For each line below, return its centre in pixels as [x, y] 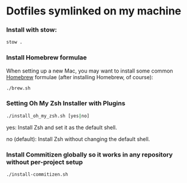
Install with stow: [31, 30]
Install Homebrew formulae [46, 58]
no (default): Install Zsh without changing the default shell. [78, 139]
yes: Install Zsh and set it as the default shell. [62, 127]
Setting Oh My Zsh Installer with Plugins [66, 103]
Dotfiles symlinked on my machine [94, 11]
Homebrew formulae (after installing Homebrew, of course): [80, 77]
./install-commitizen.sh [37, 175]
